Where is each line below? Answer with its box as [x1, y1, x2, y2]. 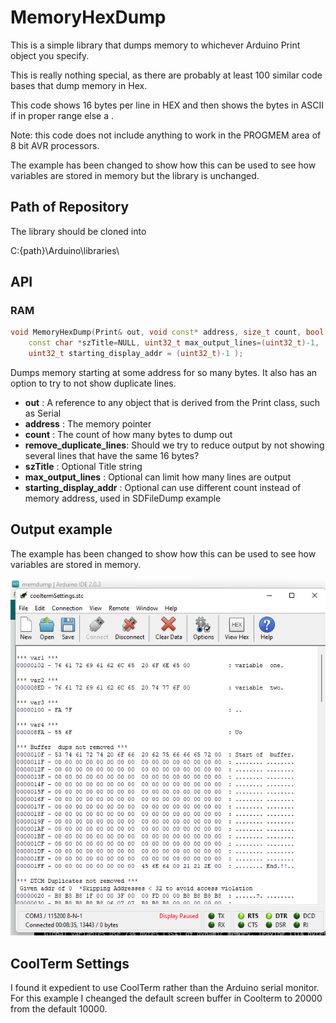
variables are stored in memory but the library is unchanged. [10, 169, 260, 181]
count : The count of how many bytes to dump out [24, 429, 233, 441]
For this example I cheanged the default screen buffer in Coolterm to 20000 [10, 992, 323, 1005]
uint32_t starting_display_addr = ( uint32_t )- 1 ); [28, 349, 244, 359]
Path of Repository [10, 199, 130, 216]
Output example [10, 521, 113, 538]
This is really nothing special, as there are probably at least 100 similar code [10, 69, 323, 81]
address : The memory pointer [24, 418, 152, 430]
